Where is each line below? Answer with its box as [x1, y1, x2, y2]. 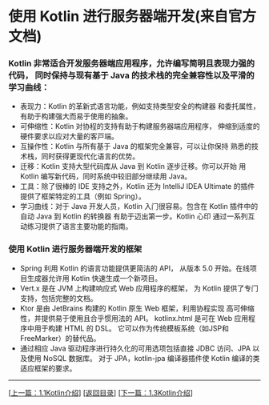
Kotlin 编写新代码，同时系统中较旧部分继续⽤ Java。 [19, 171, 192, 181]
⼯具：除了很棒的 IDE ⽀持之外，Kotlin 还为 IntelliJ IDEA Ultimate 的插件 [19, 182, 255, 191]
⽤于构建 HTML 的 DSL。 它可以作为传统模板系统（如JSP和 [34, 323, 230, 333]
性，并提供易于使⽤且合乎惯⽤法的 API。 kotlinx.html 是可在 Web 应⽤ [19, 313, 249, 323]
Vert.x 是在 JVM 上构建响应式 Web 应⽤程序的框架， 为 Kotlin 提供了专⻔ [19, 283, 259, 293]
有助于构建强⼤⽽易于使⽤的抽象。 [19, 111, 133, 121]
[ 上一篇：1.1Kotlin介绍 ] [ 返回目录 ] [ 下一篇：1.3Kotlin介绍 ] [8, 387, 194, 397]
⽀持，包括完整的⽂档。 [19, 293, 98, 303]
